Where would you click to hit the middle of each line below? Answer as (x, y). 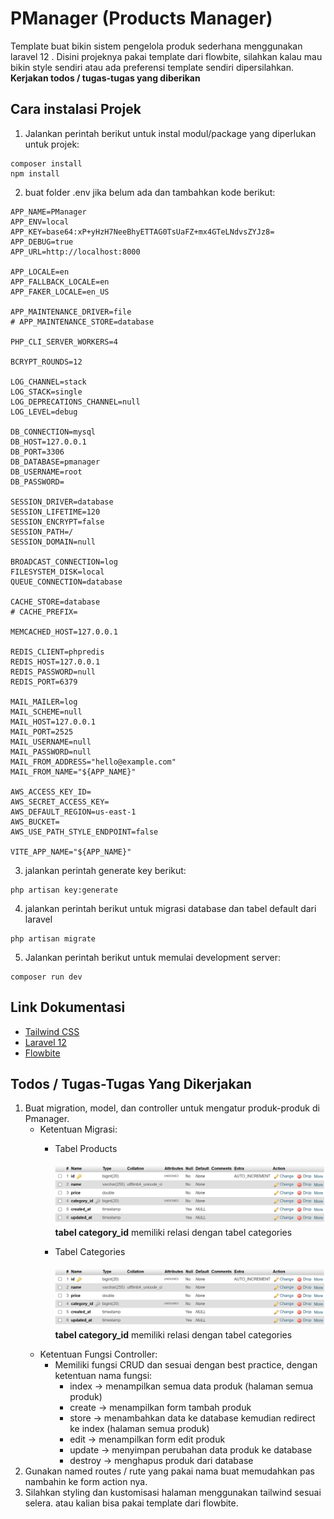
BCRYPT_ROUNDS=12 (46, 362)
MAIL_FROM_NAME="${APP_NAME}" (73, 772)
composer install (46, 163)
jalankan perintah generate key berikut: (105, 870)
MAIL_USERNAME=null (51, 742)
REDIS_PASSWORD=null (53, 672)
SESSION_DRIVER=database (62, 502)
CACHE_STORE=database (55, 602)
